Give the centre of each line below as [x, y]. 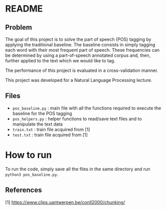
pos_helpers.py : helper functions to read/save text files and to [77, 119]
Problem [19, 27]
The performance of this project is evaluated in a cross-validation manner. [82, 70]
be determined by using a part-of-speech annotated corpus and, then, [78, 55]
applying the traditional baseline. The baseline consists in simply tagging [80, 45]
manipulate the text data [37, 124]
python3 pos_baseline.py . [32, 174]
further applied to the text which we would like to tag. [60, 61]
